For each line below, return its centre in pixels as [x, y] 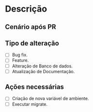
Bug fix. [20, 55]
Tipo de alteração [32, 43]
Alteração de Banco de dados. [42, 66]
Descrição [26, 9]
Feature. [20, 60]
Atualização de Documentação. [43, 71]
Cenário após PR [31, 27]
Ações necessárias [35, 87]
